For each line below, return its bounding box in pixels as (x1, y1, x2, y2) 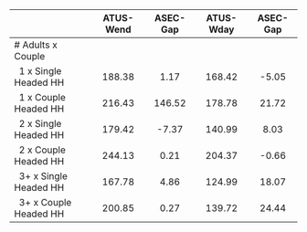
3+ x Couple (18, 196, 72, 208)
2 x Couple (18, 143, 67, 156)
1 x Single (18, 65, 62, 77)
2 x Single (18, 118, 62, 130)
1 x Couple (18, 91, 67, 103)
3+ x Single (18, 170, 69, 182)
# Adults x (14, 38, 58, 51)
